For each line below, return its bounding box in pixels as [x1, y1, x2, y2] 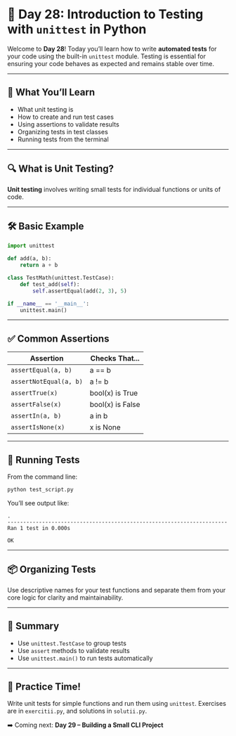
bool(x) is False [89, 400, 140, 410]
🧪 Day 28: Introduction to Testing [7, 6, 204, 22]
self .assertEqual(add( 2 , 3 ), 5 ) [32, 288, 128, 295]
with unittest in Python [7, 21, 147, 37]
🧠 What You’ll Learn [7, 86, 96, 98]
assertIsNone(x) [11, 423, 65, 432]
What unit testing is [17, 105, 74, 113]
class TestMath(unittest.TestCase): [7, 274, 114, 281]
